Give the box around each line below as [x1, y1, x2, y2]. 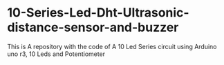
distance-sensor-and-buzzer [7, 19, 179, 35]
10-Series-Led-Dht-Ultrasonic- [7, 5, 189, 21]
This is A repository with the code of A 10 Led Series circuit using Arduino [7, 42, 217, 50]
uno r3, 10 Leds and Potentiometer [7, 50, 106, 58]
